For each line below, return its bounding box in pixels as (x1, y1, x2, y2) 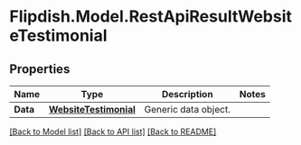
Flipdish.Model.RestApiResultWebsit (9, 6, 292, 27)
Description (161, 88, 214, 100)
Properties (9, 61, 71, 77)
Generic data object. (144, 104, 230, 115)
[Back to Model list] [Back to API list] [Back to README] (9, 126, 217, 137)
